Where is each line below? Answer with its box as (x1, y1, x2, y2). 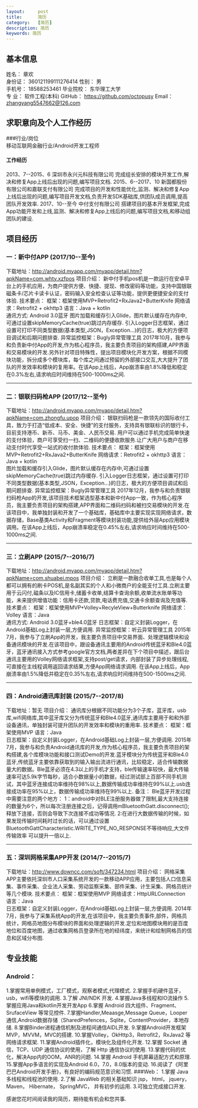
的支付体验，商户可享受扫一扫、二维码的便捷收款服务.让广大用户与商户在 (6, 436, 184, 443)
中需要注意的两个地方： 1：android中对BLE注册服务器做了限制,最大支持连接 (6, 795, 189, 802)
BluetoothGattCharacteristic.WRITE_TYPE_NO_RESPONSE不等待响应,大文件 (6, 825, 190, 832)
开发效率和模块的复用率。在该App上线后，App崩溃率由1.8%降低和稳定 (16, 363, 187, 370)
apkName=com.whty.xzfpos (6, 275, 75, 282)
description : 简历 (6, 25, 49, 31)
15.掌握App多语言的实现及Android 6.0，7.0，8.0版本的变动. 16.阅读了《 (6, 1060, 179, 1067)
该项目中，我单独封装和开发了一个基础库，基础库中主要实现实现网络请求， (6, 509, 187, 516)
